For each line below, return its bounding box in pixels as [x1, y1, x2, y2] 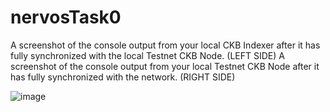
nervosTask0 [10, 6, 122, 29]
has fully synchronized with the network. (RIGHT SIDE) [10, 71, 236, 83]
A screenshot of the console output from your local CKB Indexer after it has [10, 39, 321, 51]
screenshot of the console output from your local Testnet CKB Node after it [10, 60, 320, 72]
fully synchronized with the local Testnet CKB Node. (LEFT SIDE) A [10, 49, 285, 61]
